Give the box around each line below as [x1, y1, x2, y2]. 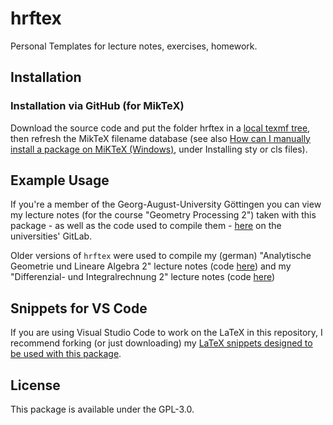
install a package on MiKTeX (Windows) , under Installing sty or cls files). [10, 143, 308, 155]
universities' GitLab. [10, 230, 93, 242]
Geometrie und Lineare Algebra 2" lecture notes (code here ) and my [10, 260, 292, 272]
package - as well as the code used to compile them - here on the [10, 220, 282, 232]
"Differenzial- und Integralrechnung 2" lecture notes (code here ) [10, 271, 276, 283]
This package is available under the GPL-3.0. [10, 403, 195, 416]
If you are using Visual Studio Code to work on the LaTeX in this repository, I [10, 327, 323, 339]
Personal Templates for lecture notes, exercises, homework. [10, 40, 258, 52]
